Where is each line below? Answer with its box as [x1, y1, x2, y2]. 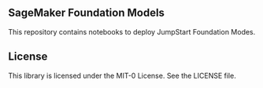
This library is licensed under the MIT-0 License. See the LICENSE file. [8, 71, 236, 80]
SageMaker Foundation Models [8, 6, 165, 20]
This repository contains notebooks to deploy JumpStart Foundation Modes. [8, 27, 256, 36]
